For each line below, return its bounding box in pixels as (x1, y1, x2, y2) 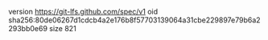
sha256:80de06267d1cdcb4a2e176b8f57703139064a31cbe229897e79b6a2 (8, 15, 261, 25)
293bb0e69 (8, 24, 48, 33)
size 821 (49, 24, 76, 33)
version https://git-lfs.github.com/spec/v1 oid (8, 7, 159, 16)
